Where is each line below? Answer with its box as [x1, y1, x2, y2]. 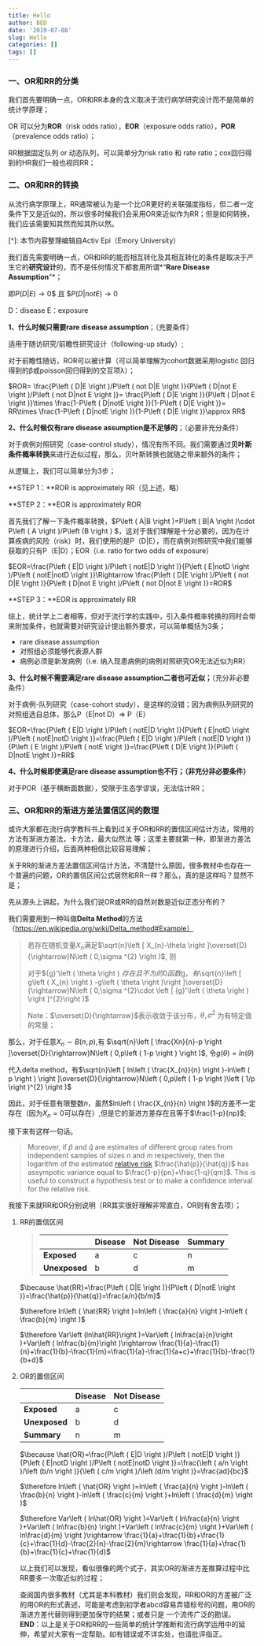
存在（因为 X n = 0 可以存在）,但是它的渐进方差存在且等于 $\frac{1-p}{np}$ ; [8, 1109, 247, 1120]
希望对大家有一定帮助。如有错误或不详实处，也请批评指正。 [33, 1629, 226, 1639]
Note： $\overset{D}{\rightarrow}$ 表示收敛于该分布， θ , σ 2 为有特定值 [27, 1009, 252, 1020]
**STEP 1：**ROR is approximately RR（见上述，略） [8, 482, 183, 492]
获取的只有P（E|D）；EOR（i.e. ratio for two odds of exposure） [8, 545, 214, 555]
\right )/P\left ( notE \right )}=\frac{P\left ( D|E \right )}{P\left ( [40, 741, 238, 751]
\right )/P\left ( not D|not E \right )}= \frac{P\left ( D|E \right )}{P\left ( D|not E [8, 389, 255, 399]
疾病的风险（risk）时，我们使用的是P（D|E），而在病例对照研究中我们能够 [14, 536, 253, 545]
